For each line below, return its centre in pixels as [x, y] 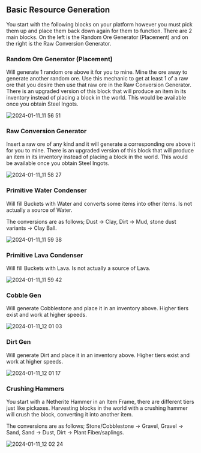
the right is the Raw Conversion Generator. [59, 43]
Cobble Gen [24, 295]
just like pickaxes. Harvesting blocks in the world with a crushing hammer [97, 408]
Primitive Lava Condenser [45, 255]
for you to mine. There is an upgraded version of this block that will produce [100, 151]
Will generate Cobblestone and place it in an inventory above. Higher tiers [97, 308]
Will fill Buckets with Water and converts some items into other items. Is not [99, 203]
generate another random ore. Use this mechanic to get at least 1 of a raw [97, 79]
